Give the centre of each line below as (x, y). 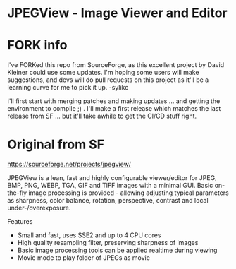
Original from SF (56, 144)
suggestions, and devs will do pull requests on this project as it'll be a (108, 80)
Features (20, 222)
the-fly (17, 193)
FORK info (37, 46)
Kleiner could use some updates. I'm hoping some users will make (103, 73)
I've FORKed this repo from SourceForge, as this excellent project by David (116, 65)
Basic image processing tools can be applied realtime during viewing (117, 250)
